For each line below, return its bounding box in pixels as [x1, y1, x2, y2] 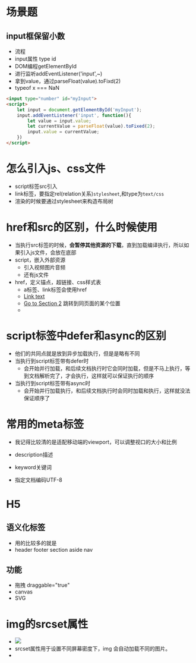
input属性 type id [14, 55, 56, 62]
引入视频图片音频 [23, 263, 66, 271]
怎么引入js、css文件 [6, 162, 106, 175]
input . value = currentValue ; [27, 129, 100, 135]
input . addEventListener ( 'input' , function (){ [17, 112, 132, 118]
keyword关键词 [14, 463, 52, 470]
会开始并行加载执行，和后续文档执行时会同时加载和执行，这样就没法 [23, 387, 191, 394]
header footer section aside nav [14, 546, 93, 553]
